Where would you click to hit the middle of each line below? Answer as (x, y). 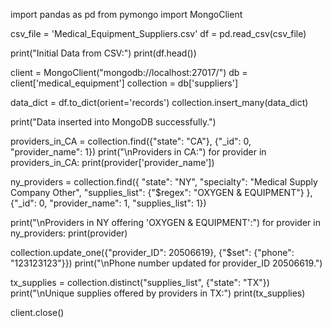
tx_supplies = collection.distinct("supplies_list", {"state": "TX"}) (140, 282)
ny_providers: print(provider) (69, 233)
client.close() (37, 312)
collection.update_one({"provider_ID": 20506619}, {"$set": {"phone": (152, 252)
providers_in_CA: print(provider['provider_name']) (112, 162)
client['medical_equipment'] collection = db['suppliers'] (124, 83)
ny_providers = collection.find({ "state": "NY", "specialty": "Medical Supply (164, 182)
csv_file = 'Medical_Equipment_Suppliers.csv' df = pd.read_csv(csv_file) (158, 33)
